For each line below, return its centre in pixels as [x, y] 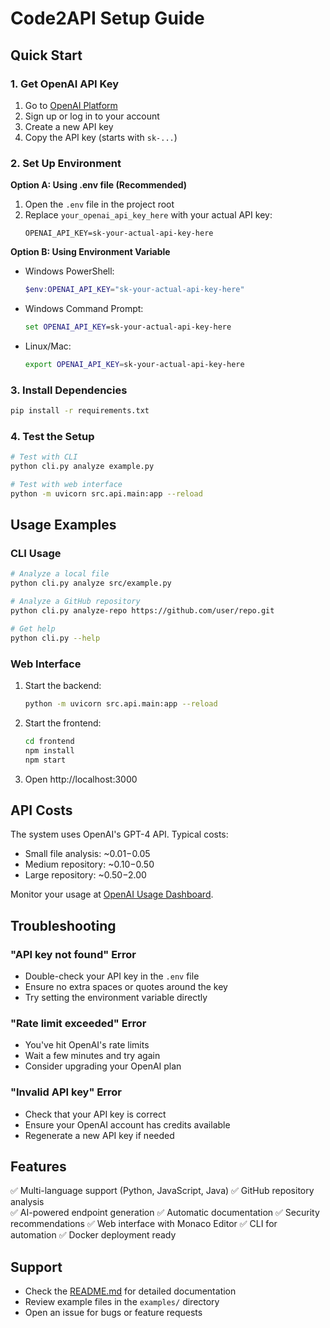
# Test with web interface [66, 485]
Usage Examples [63, 525]
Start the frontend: [63, 723]
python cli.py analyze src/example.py [91, 583]
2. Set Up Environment [66, 163]
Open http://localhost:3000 [81, 779]
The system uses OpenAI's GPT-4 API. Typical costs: [119, 834]
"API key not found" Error [73, 954]
